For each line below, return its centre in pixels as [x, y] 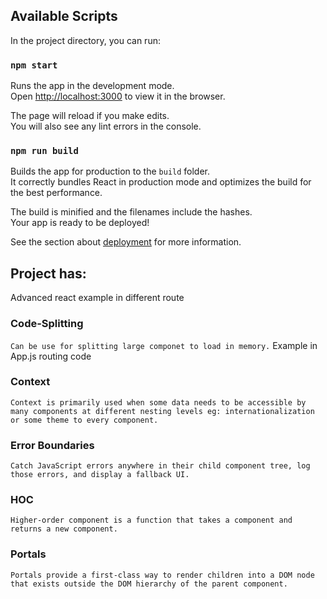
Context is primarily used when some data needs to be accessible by [158, 402]
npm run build [44, 151]
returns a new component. [64, 529]
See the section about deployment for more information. [126, 242]
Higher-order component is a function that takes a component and [151, 520]
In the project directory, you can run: [85, 40]
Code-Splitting [47, 324]
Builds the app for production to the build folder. [110, 171]
